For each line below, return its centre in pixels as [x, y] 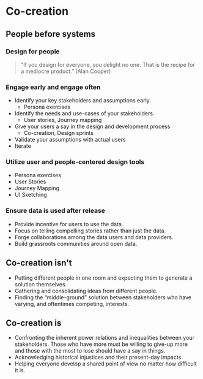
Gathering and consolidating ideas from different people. [86, 291]
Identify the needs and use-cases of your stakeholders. [84, 113]
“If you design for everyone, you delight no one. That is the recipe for [108, 64]
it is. [20, 370]
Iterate [23, 146]
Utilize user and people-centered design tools [75, 162]
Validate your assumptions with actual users [70, 140]
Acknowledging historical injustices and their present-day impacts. [98, 358]
